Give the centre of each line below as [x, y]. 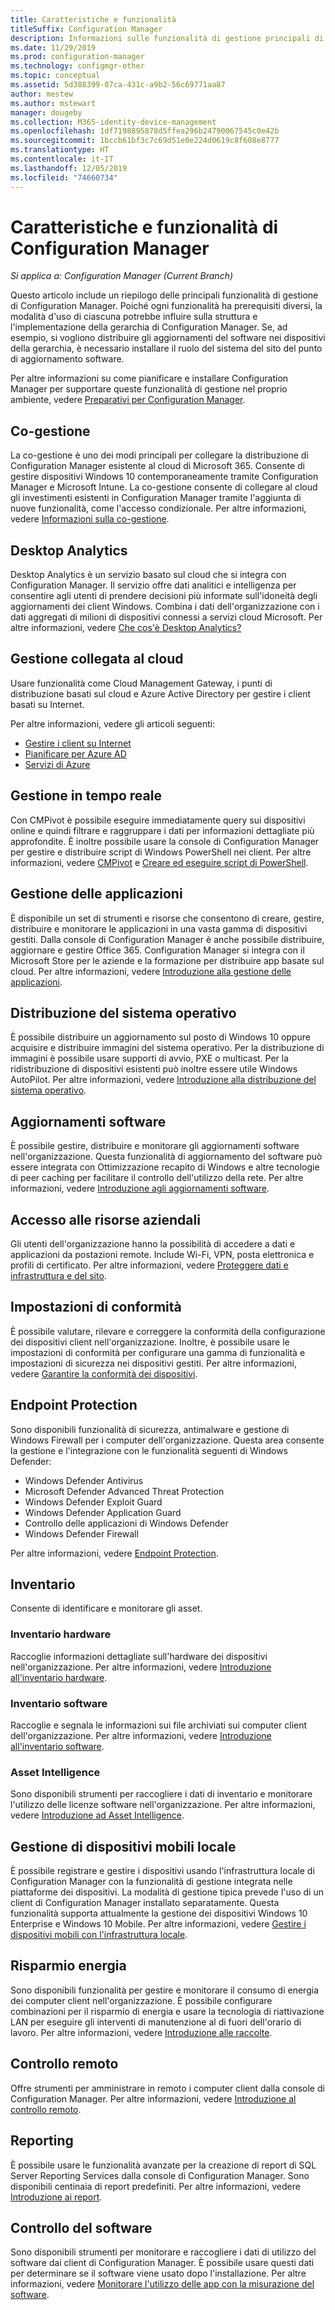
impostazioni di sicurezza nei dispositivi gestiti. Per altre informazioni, [153, 1363]
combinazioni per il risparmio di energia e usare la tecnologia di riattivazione [167, 2011]
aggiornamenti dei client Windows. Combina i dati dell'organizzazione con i [165, 607]
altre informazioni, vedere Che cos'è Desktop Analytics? [126, 628]
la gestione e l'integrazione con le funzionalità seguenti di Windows [149, 1450]
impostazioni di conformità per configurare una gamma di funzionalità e [158, 1352]
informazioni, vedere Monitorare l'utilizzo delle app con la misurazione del [162, 2284]
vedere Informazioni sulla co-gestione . [90, 519]
